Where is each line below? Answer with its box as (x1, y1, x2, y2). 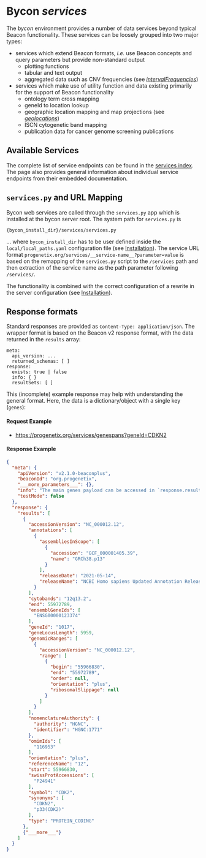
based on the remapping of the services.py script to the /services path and (6, 257, 198, 265)
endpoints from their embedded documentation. (6, 175, 128, 182)
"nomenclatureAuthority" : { (28, 715, 100, 721)
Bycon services (6, 4, 87, 18)
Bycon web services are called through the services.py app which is (6, 208, 180, 216)
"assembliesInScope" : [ (39, 539, 100, 545)
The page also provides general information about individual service (6, 168, 179, 175)
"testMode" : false (17, 493, 64, 499)
